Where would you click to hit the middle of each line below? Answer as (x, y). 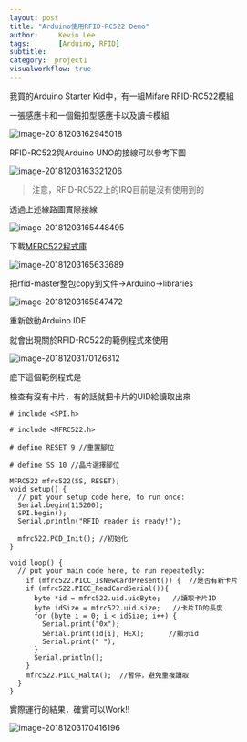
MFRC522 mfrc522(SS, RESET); (65, 481)
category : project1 (49, 60)
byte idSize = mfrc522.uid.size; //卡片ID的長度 (128, 608)
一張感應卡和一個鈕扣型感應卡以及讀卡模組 (89, 115)
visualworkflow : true (51, 69)
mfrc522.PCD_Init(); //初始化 (73, 539)
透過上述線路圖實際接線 (53, 209)
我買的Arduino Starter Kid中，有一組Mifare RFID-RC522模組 (122, 96)
